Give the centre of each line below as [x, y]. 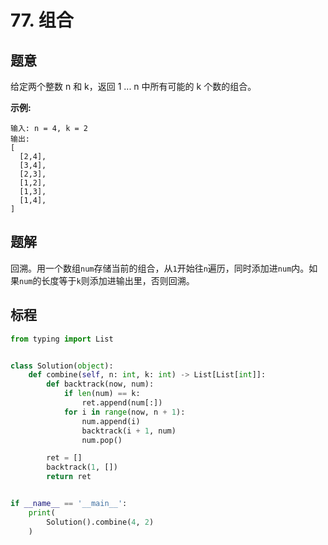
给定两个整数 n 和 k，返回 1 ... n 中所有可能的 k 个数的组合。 [133, 86]
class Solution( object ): [62, 366]
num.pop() [102, 440]
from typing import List [62, 339]
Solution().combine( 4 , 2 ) [100, 522]
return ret [69, 477]
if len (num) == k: [102, 394]
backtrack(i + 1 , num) [129, 431]
